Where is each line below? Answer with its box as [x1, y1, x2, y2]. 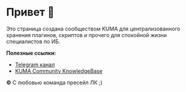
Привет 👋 [6, 5, 55, 19]
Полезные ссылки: [6, 49, 56, 56]
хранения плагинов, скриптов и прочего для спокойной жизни [6, 31, 167, 38]
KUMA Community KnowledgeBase [14, 67, 103, 74]
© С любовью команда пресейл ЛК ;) [6, 79, 103, 86]
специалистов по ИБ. [6, 38, 61, 45]
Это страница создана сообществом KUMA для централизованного [6, 25, 181, 32]
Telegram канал [14, 61, 55, 68]
